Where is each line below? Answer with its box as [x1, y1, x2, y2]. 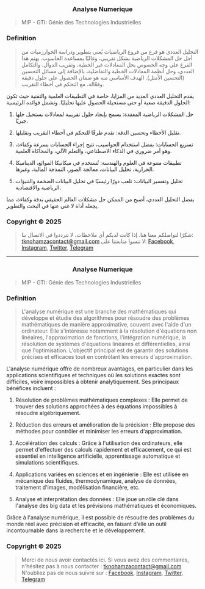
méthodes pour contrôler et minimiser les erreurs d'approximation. [15, 428, 183, 435]
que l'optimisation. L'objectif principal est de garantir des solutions [21, 347, 189, 354]
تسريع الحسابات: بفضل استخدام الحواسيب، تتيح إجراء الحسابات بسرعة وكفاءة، [15, 140, 193, 148]
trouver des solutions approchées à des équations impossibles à [15, 403, 178, 410]
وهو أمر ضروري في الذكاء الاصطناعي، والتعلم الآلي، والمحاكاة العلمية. [15, 147, 172, 154]
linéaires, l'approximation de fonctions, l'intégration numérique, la [21, 334, 186, 341]
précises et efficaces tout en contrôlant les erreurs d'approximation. [21, 353, 193, 361]
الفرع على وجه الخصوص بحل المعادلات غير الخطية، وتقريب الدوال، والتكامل [21, 60, 193, 68]
